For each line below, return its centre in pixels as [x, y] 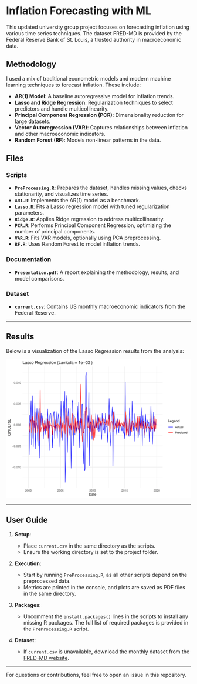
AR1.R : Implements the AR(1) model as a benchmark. [77, 201]
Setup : [23, 534]
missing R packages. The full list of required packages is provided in [106, 622]
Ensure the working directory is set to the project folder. [91, 552]
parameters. [29, 213]
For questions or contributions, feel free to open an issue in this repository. [96, 675]
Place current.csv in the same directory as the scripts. [89, 546]
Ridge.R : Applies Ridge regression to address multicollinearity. [90, 219]
